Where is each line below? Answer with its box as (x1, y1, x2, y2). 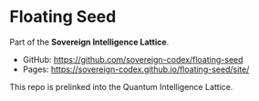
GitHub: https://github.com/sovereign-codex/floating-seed (22, 54, 243, 65)
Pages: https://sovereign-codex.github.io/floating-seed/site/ (22, 64, 250, 75)
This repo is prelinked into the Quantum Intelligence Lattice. (9, 81, 233, 92)
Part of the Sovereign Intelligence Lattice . (9, 36, 170, 47)
